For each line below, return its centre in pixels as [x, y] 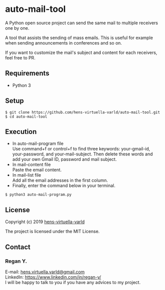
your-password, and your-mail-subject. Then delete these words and [82, 154]
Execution [21, 131]
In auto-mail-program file [38, 144]
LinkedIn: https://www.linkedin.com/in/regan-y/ [53, 277]
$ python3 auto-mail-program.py [38, 195]
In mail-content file [31, 165]
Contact [18, 247]
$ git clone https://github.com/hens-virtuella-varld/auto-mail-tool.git [83, 112]
